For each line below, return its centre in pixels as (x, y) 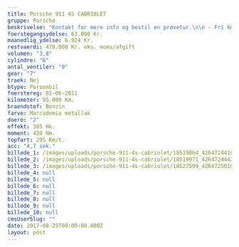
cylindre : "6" (28, 61)
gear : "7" (22, 73)
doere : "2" (23, 120)
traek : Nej (23, 80)
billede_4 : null (31, 173)
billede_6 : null (31, 186)
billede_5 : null (31, 179)
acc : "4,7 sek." (31, 147)
